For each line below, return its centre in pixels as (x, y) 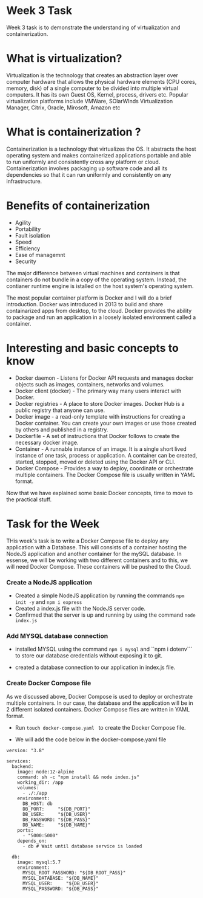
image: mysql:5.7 (39, 862)
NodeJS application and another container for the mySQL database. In (94, 554)
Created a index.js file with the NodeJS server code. (80, 608)
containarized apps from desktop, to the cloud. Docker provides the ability (99, 310)
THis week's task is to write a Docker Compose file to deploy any (88, 541)
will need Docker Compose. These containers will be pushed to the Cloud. (99, 566)
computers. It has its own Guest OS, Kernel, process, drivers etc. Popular (98, 94)
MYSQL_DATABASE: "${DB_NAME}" (60, 878)
